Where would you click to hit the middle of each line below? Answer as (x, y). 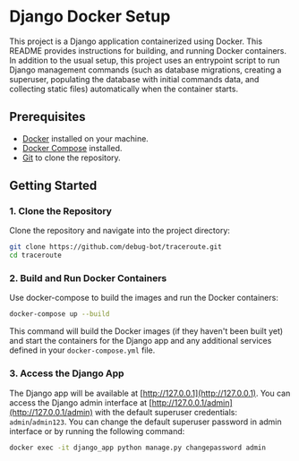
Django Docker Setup (90, 17)
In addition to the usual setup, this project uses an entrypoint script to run (145, 60)
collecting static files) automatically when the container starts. (124, 89)
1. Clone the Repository (60, 211)
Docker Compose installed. (72, 148)
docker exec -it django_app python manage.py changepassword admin (138, 448)
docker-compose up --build (60, 314)
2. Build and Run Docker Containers (88, 278)
